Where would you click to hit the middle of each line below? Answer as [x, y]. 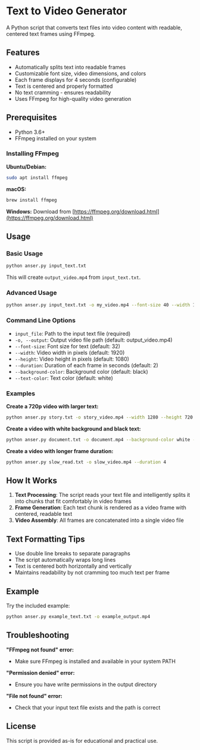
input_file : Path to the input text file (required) [73, 333]
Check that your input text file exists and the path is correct [87, 707]
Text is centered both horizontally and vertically [73, 566]
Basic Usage [25, 253]
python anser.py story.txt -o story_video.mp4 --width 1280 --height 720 [100, 417]
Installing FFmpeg [33, 153]
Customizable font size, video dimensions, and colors [80, 73]
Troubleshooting [38, 635]
